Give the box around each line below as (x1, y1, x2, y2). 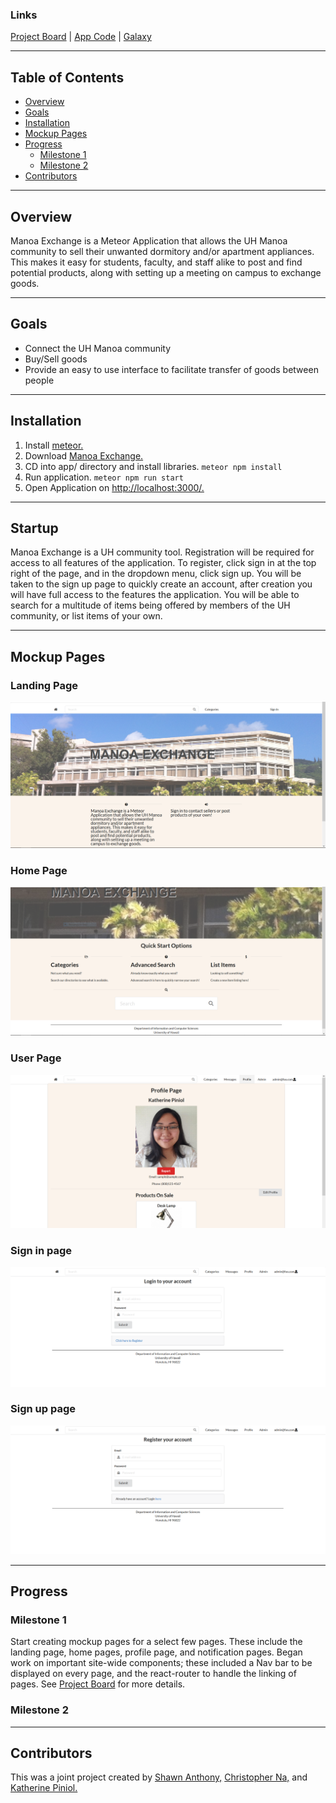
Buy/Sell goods (24, 353, 88, 365)
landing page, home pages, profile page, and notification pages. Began (10, 1646, 303, 1658)
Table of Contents (10, 69, 125, 86)
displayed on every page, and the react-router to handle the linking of (10, 1668, 297, 1680)
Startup (10, 519, 59, 537)
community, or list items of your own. (10, 610, 163, 622)
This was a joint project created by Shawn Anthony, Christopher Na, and (10, 1771, 308, 1783)
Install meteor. (24, 439, 84, 451)
